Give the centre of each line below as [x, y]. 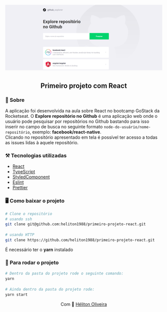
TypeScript [24, 172]
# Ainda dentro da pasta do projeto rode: [50, 289]
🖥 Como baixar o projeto [35, 201]
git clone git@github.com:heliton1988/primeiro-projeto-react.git [76, 224]
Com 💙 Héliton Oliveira [84, 304]
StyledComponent [31, 177]
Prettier [20, 188]
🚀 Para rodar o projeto [32, 263]
